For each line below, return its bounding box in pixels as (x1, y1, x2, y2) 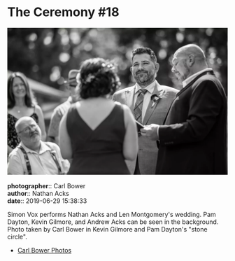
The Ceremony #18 (7, 4, 120, 20)
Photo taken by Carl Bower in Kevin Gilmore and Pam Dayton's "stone (7, 225, 208, 233)
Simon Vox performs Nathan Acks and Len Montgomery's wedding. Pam (7, 210, 217, 218)
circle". (7, 232, 28, 241)
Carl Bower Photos (17, 246, 72, 254)
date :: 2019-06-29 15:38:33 (7, 197, 87, 205)
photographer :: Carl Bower (7, 181, 86, 190)
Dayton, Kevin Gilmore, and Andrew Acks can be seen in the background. (7, 218, 219, 226)
